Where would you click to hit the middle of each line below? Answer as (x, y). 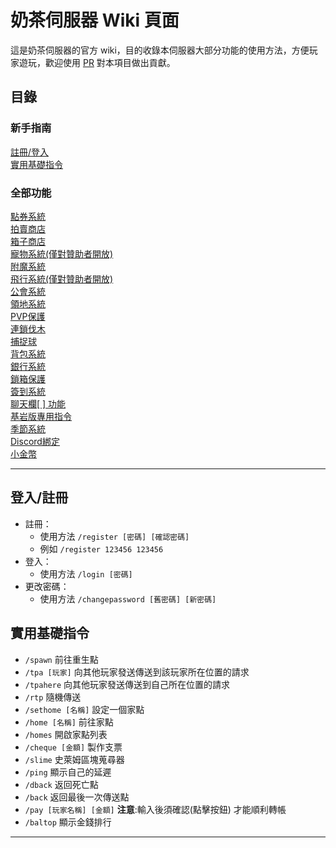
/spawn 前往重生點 (61, 659)
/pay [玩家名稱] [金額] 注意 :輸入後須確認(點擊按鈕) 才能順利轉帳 (155, 809)
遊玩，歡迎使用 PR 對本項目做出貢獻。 (97, 62)
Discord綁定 (35, 441)
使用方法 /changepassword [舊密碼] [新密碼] (128, 598)
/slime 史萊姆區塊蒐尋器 (74, 759)
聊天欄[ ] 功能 (38, 403)
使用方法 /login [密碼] (86, 573)
